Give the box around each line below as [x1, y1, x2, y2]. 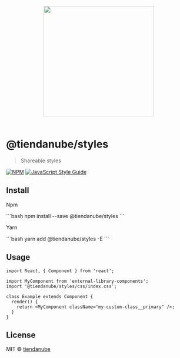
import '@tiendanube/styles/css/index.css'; [6, 283, 117, 289]
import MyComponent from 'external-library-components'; [6, 278, 149, 284]
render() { [11, 299, 38, 305]
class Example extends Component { [6, 293, 94, 299]
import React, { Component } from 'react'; [6, 267, 115, 274]
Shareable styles [20, 157, 62, 164]
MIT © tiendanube [6, 346, 51, 353]
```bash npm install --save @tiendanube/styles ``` [6, 212, 125, 219]
